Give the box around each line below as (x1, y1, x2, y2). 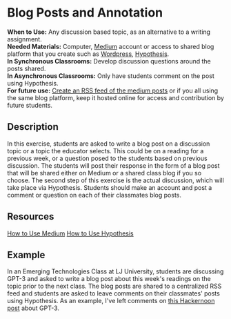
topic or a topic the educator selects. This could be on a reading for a (7, 146, 204, 155)
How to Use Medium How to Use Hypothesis (7, 229, 134, 238)
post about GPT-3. (7, 304, 60, 312)
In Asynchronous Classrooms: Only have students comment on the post (7, 71, 215, 80)
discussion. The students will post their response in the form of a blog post (7, 161, 220, 170)
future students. (7, 101, 53, 109)
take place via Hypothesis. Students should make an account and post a (7, 183, 212, 191)
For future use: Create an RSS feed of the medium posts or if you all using (7, 86, 219, 95)
